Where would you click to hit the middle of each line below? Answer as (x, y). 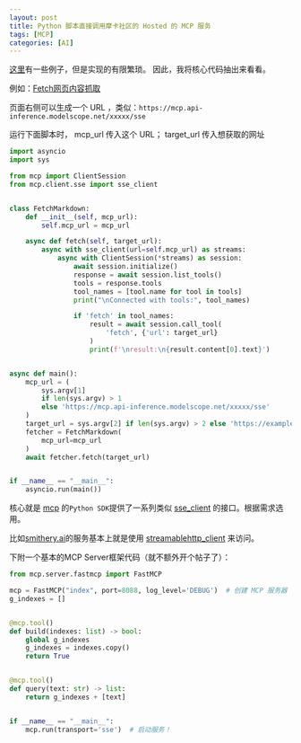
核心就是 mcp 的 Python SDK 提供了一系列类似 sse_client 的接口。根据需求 (142, 508)
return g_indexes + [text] (76, 697)
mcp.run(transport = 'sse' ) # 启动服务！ (99, 730)
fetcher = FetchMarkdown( (74, 432)
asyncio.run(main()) (64, 490)
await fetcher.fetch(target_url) (88, 457)
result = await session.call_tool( (155, 324)
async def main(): (43, 374)
